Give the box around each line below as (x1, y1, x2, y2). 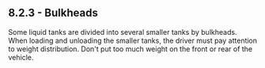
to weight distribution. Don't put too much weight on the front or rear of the (8, 43, 253, 54)
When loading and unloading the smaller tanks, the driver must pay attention (8, 36, 258, 45)
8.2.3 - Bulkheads (8, 6, 99, 20)
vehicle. (8, 52, 34, 62)
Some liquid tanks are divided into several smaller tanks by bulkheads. (8, 27, 237, 36)
